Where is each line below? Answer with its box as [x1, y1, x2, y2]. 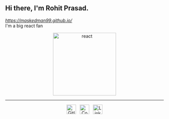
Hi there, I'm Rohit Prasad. [5, 4, 89, 13]
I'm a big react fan [5, 23, 43, 29]
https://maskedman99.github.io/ [5, 17, 72, 23]
